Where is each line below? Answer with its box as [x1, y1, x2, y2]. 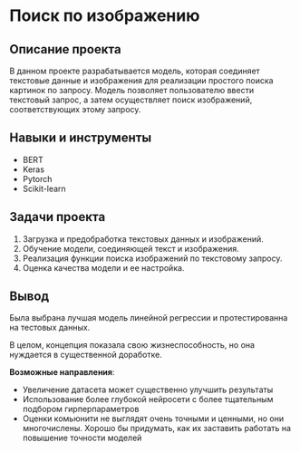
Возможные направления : [9, 367, 115, 378]
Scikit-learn [22, 183, 66, 194]
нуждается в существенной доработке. [9, 350, 163, 361]
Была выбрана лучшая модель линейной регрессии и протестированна [9, 313, 288, 323]
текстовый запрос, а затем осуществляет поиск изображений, [9, 94, 253, 105]
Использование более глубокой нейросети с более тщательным [22, 394, 274, 405]
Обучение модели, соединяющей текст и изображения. [22, 243, 240, 254]
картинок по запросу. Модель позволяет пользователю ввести [9, 85, 255, 95]
